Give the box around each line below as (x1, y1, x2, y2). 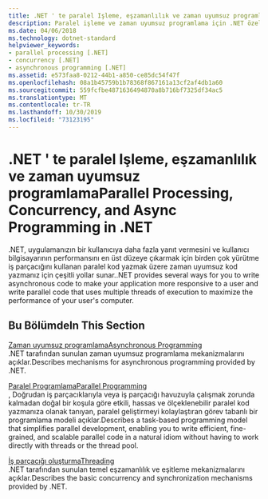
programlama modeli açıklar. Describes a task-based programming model (8, 415, 248, 425)
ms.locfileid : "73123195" (8, 116, 94, 124)
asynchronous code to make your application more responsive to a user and (8, 278, 259, 288)
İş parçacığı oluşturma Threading (8, 456, 115, 465)
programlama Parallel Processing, (8, 185, 234, 202)
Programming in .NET (8, 218, 153, 237)
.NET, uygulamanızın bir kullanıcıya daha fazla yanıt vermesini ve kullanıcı (8, 245, 250, 254)
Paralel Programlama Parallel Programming (8, 381, 148, 390)
